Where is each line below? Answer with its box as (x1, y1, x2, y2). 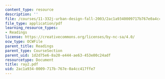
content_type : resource (5, 7, 54, 12)
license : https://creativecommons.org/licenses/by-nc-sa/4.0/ (5, 35, 135, 40)
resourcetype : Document (5, 57, 54, 62)
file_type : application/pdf (5, 21, 63, 26)
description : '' (5, 12, 38, 17)
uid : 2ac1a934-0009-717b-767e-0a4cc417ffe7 (5, 67, 96, 72)
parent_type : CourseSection (5, 48, 63, 53)
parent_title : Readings (5, 44, 54, 49)
